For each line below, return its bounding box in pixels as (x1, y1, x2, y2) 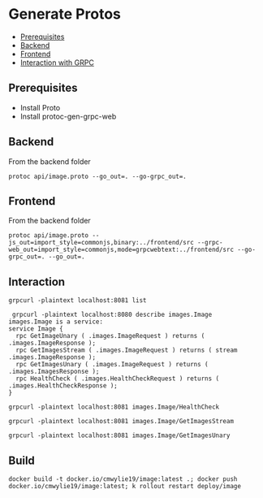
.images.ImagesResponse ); (8, 367, 100, 376)
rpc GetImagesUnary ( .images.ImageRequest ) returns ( (15, 361, 209, 369)
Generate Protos (8, 5, 122, 24)
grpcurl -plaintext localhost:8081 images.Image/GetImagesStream (8, 418, 234, 426)
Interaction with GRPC (19, 58, 95, 67)
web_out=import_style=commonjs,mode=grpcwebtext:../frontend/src (8, 245, 234, 254)
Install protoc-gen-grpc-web (19, 111, 117, 121)
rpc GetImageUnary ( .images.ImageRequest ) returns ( (15, 332, 205, 340)
